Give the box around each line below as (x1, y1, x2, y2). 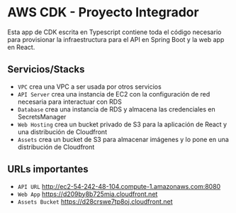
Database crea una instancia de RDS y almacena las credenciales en (17, 104, 215, 114)
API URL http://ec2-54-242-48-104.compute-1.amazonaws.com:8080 (17, 182, 221, 190)
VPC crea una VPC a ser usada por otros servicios (17, 82, 162, 91)
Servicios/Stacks (7, 63, 85, 75)
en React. (7, 43, 35, 51)
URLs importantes (7, 163, 89, 175)
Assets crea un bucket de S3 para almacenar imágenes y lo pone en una (17, 135, 229, 143)
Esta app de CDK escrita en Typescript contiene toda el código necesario (7, 28, 222, 36)
